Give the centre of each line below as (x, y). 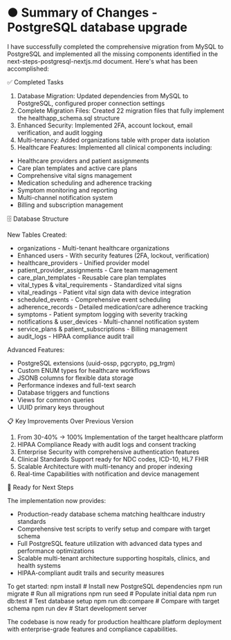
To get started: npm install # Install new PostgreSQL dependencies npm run (115, 586)
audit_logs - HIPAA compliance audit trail (75, 336)
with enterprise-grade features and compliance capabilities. (92, 629)
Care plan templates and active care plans (77, 168)
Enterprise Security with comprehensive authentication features (108, 452)
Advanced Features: (36, 349)
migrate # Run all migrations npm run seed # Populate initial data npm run (112, 594)
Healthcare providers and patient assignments (83, 161)
